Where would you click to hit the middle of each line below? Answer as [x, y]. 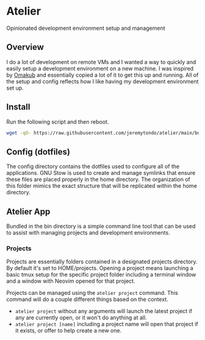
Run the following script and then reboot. [58, 122]
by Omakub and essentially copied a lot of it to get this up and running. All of [103, 75]
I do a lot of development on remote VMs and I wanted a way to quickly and [101, 62]
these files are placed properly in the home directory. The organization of [98, 179]
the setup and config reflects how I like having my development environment [103, 81]
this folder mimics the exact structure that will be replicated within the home [102, 186]
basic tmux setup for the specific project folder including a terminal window [101, 275]
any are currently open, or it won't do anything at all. [81, 317]
